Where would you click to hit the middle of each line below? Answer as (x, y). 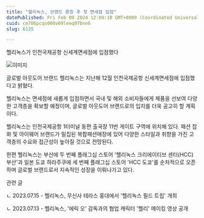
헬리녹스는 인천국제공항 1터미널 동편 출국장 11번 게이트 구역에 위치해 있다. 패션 (99, 127)
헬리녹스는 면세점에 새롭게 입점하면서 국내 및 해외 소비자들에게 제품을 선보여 (96, 98)
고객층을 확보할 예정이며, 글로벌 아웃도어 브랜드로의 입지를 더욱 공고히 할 (98, 106)
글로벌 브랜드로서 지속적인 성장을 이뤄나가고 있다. (76, 170)
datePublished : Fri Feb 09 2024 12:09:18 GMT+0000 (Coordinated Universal (103, 18)
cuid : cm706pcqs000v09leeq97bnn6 (49, 23)
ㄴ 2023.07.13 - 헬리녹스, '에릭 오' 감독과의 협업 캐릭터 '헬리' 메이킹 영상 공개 (97, 209)
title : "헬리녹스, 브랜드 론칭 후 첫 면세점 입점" (61, 12)
